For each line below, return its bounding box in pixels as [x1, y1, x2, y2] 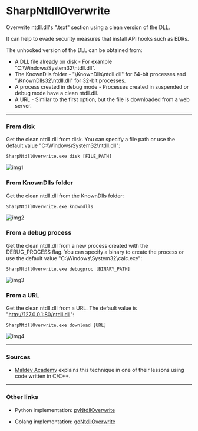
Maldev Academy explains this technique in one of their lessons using [14, 367, 184, 374]
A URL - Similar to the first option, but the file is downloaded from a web [14, 96, 190, 103]
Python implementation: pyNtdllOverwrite [14, 406, 115, 413]
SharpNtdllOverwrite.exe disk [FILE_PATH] [6, 154, 112, 160]
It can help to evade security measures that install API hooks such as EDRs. [6, 35, 189, 42]
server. [14, 102, 32, 109]
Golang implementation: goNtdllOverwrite [14, 418, 116, 425]
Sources [6, 353, 31, 361]
